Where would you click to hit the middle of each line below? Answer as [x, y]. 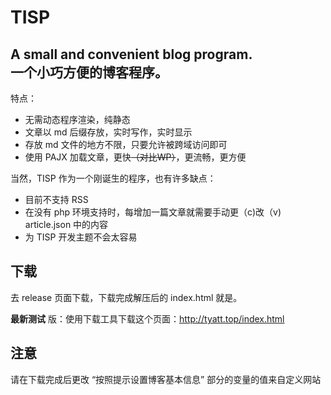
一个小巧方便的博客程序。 [89, 72]
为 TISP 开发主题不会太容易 [81, 237]
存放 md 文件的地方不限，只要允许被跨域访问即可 [126, 144]
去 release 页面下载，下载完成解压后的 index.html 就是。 [126, 297]
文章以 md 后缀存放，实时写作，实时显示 [108, 132]
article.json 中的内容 [66, 224]
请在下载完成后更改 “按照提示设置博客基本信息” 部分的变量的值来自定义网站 [166, 379]
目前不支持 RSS [56, 199]
